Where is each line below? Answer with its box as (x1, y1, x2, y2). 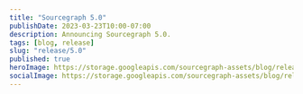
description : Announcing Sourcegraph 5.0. (9, 30, 171, 38)
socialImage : (9, 72, 59, 81)
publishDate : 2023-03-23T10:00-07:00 (9, 21, 151, 30)
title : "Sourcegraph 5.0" (9, 13, 106, 22)
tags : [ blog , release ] (9, 38, 95, 47)
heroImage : (9, 64, 50, 73)
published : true (9, 55, 70, 64)
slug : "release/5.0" (9, 47, 87, 56)
